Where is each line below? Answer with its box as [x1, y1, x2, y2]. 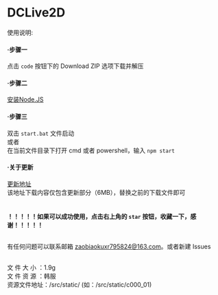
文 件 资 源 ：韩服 [7, 272, 56, 281]
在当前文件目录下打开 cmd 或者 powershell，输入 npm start [7, 146, 175, 154]
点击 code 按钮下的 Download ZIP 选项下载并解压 [7, 62, 144, 70]
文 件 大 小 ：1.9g [7, 263, 56, 272]
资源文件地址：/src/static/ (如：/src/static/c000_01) [7, 281, 152, 289]
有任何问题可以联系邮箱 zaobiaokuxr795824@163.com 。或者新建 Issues [7, 242, 211, 250]
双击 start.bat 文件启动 [7, 129, 75, 137]
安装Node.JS [7, 95, 44, 104]
